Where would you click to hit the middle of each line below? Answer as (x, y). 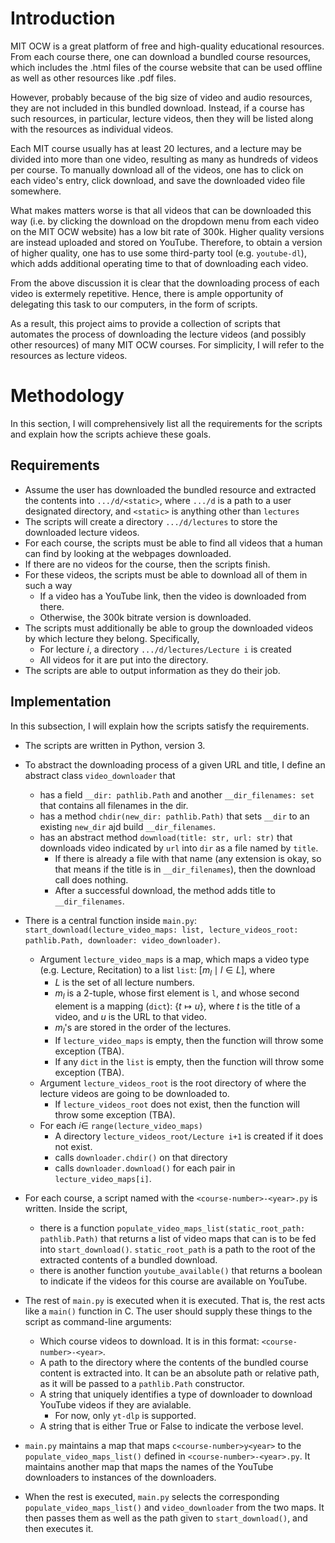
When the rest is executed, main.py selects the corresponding (152, 1496)
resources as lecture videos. (69, 355)
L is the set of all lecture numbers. (124, 983)
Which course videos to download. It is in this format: (149, 1341)
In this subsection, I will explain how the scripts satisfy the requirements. (160, 726)
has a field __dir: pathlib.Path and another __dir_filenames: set (177, 794)
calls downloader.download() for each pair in (145, 1168)
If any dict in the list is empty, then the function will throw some (189, 1061)
